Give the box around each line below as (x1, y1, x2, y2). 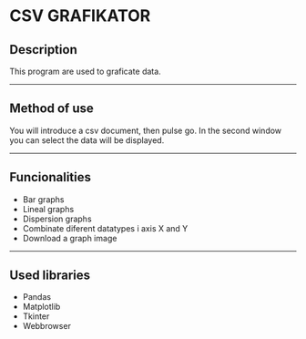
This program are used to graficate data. (9, 66, 161, 77)
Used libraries (9, 268, 91, 283)
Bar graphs (22, 193, 65, 205)
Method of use (9, 101, 94, 117)
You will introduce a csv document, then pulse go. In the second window (9, 125, 282, 136)
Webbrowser (22, 321, 71, 332)
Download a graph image (22, 232, 117, 243)
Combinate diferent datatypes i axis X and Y (22, 222, 189, 233)
